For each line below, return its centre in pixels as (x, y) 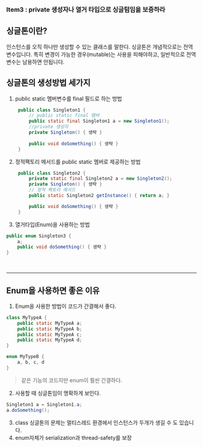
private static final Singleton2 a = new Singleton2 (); (101, 179)
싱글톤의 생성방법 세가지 (48, 83)
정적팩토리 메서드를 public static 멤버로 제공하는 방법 (78, 162)
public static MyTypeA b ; (50, 329)
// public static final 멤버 (64, 116)
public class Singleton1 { (52, 110)
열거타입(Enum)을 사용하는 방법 (52, 224)
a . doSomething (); (28, 410)
